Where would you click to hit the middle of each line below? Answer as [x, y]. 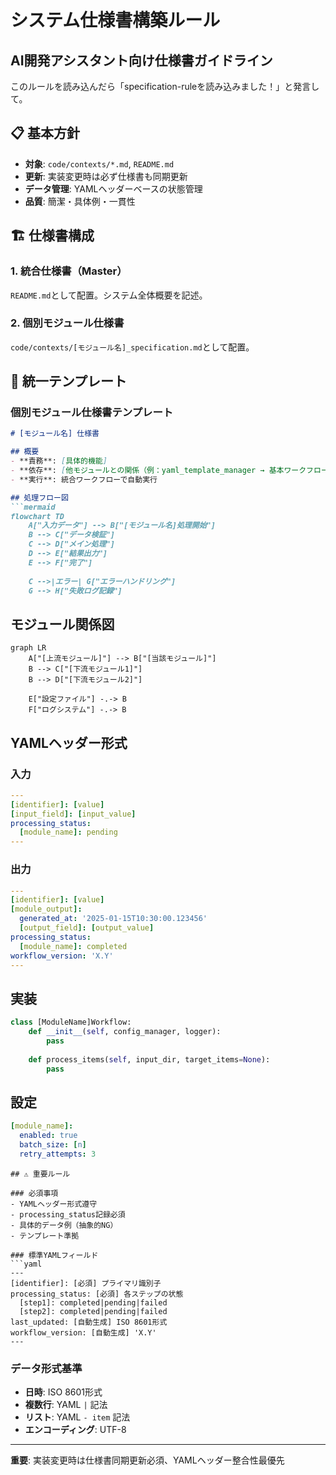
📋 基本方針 [45, 133]
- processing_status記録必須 [68, 1214]
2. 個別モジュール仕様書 [67, 323]
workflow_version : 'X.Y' [62, 956]
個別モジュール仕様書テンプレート [92, 413]
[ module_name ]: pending [68, 832]
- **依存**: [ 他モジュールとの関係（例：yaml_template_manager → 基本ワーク [158, 471]
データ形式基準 [46, 1368]
